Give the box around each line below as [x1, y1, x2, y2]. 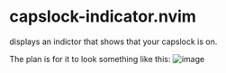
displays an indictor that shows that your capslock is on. [9, 36, 218, 47]
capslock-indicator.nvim [9, 6, 196, 27]
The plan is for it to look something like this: [9, 53, 171, 64]
